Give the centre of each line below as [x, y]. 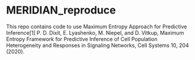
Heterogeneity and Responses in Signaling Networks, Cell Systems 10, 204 [97, 45]
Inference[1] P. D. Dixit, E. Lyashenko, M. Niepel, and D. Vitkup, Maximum [95, 32]
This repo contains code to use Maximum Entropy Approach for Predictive [97, 26]
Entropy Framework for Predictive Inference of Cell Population [82, 39]
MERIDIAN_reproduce [61, 10]
